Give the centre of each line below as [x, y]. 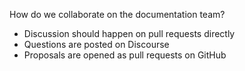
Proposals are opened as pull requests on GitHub [125, 55]
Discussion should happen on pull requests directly [129, 33]
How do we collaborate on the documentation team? [117, 14]
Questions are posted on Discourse [96, 44]
